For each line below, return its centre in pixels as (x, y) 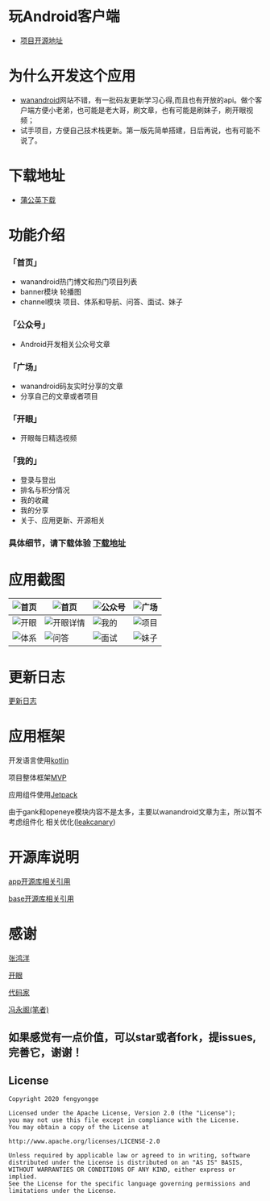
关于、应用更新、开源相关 (62, 521)
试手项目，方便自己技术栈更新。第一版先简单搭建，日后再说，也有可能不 (140, 130)
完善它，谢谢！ (46, 1053)
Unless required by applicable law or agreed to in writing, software (129, 1156)
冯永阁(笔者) (29, 1010)
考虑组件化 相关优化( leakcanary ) (62, 822)
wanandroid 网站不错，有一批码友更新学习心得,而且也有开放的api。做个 (137, 100)
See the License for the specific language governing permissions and (129, 1184)
